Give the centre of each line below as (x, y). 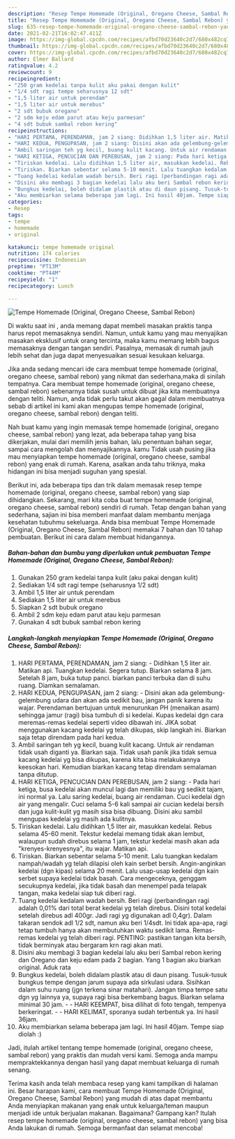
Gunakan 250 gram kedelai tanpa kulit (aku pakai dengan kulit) (108, 578)
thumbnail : (24, 46)
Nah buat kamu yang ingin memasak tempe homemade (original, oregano (113, 427)
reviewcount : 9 (30, 72)
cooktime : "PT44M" (35, 273)
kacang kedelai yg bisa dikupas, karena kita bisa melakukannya (109, 760)
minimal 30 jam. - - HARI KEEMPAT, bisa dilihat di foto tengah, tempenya (122, 1005)
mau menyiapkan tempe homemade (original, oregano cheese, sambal (109, 456)
